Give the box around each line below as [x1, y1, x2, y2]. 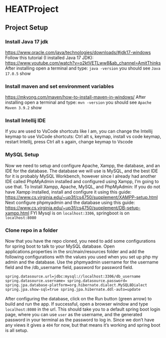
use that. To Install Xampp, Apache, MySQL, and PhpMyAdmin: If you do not [5, 184, 161, 190]
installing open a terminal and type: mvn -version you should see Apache [5, 99, 152, 105]
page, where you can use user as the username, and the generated [5, 312, 143, 318]
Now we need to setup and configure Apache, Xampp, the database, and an [5, 162, 160, 168]
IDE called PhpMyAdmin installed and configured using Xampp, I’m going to [5, 178, 159, 184]
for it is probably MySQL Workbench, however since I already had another [5, 173, 157, 179]
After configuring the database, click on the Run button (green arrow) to [5, 296, 152, 302]
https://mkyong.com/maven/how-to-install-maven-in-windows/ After [5, 94, 146, 100]
